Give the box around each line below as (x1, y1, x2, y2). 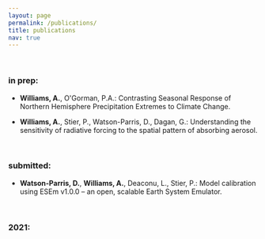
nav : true (8, 33, 41, 42)
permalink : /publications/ (8, 19, 97, 27)
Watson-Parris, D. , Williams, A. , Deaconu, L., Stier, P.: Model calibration (19, 178, 256, 188)
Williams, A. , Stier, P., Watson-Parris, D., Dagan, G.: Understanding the (19, 116, 252, 127)
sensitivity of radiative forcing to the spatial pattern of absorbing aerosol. (19, 125, 258, 135)
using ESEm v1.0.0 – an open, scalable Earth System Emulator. (19, 187, 222, 196)
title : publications (8, 26, 77, 34)
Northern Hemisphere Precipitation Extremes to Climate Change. (19, 101, 231, 111)
